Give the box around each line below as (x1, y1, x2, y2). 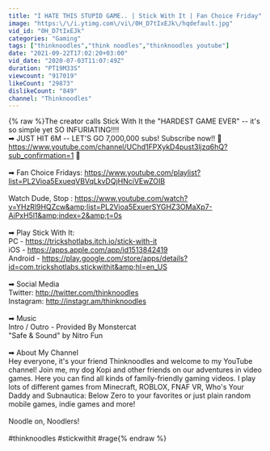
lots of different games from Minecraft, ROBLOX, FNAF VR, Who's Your (8, 382, 245, 392)
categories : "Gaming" (8, 34, 82, 43)
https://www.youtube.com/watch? (74, 194, 188, 203)
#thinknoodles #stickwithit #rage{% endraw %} (8, 433, 167, 444)
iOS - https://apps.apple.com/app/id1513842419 (8, 245, 168, 255)
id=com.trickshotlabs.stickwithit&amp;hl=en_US (8, 262, 168, 272)
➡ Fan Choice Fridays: (8, 168, 83, 177)
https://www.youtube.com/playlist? (84, 168, 201, 177)
